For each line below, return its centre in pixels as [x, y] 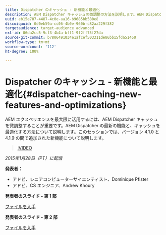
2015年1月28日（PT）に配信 [34, 158]
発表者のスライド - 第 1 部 [31, 196]
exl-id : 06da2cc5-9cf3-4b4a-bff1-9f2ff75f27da [54, 33]
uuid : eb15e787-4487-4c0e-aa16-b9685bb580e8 [52, 19]
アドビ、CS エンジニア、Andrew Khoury [54, 186]
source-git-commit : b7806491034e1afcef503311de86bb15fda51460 [71, 38]
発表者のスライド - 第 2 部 [31, 217]
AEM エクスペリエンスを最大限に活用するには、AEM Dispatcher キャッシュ [82, 119]
